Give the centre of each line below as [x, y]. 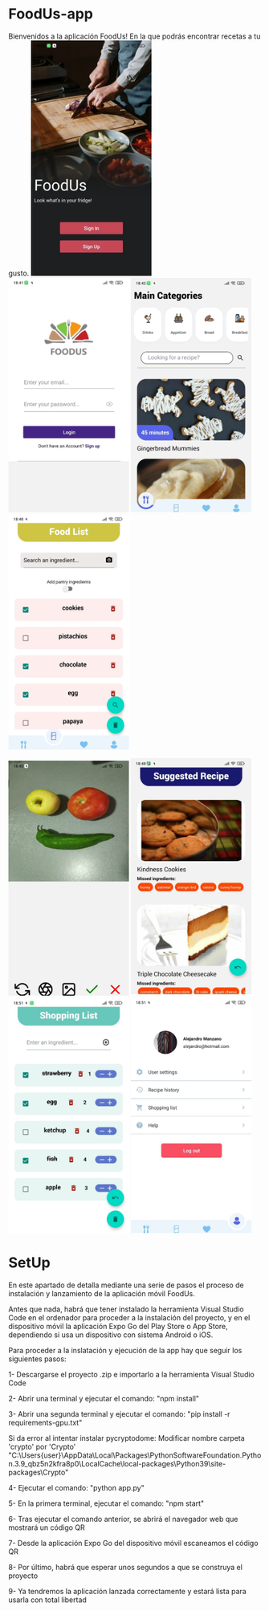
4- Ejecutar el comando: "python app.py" [76, 1487]
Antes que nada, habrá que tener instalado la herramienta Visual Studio [126, 1309]
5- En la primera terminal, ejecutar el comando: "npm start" [106, 1503]
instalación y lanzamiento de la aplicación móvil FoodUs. [102, 1293]
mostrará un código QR [47, 1527]
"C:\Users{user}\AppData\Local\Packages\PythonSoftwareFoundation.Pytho [135, 1455]
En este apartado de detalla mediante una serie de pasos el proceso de [126, 1285]
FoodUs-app [51, 14]
